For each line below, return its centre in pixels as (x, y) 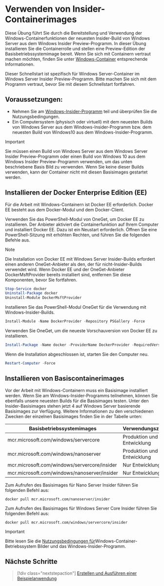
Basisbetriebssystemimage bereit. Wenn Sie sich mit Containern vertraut (78, 54)
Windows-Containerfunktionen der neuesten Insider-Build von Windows (78, 38)
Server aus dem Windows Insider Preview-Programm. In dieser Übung (76, 43)
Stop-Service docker (26, 289)
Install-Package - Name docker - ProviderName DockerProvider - (70, 345)
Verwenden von (38, 9)
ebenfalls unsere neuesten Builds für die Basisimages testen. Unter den (77, 401)
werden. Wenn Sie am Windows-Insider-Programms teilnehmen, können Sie (81, 395)
